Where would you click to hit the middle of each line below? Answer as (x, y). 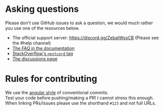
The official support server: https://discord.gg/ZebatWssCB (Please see (86, 38)
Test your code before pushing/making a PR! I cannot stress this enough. (80, 98)
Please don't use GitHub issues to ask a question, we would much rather (79, 23)
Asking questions (42, 9)
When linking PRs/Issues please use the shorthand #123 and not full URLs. (81, 103)
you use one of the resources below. (42, 28)
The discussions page (35, 58)
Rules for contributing (51, 79)
